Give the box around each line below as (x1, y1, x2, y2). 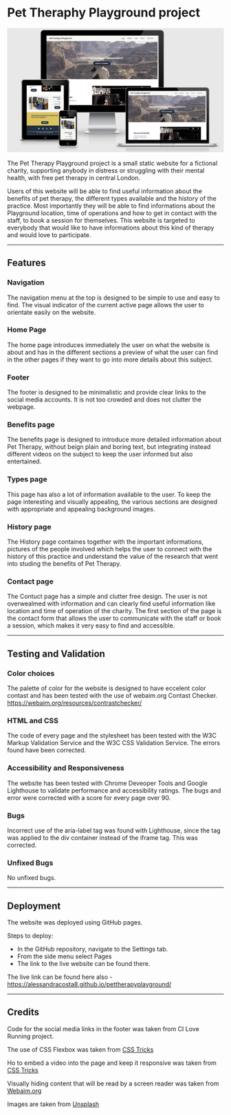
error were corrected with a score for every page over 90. (7, 793, 171, 802)
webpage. (7, 403, 36, 411)
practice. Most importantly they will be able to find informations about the (7, 201, 215, 210)
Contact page (7, 576, 54, 586)
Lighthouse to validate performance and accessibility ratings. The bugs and (7, 786, 221, 795)
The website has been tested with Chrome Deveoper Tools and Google (7, 779, 208, 787)
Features (7, 257, 46, 269)
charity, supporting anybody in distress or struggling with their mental (7, 166, 205, 175)
